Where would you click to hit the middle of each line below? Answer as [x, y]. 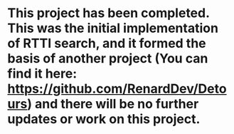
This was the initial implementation [113, 28]
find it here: [42, 74]
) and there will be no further [113, 104]
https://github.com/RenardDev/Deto [117, 89]
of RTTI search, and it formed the [107, 43]
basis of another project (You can [108, 59]
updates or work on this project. [104, 119]
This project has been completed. [108, 13]
